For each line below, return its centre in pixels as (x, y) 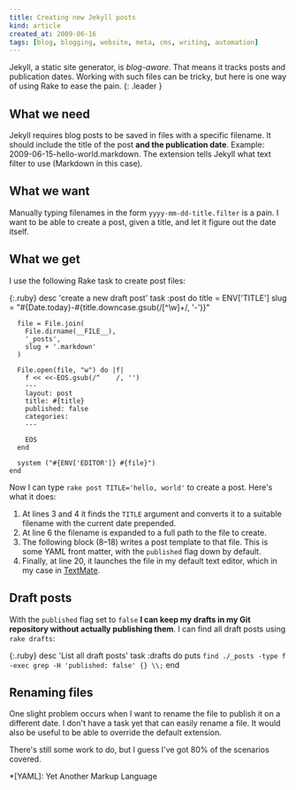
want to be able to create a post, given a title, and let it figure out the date (143, 221)
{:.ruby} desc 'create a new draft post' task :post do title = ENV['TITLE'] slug (148, 298)
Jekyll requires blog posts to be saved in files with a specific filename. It (140, 136)
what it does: (33, 496)
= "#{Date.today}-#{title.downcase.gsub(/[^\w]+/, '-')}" (110, 307)
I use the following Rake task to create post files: (97, 281)
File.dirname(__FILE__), (71, 331)
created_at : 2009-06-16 (53, 34)
